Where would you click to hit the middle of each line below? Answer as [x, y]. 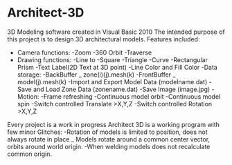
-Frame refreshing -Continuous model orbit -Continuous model [131, 96]
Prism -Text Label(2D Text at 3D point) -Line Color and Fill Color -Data [117, 67]
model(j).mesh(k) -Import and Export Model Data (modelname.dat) [112, 81]
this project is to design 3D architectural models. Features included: [104, 39]
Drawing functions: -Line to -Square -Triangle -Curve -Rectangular [112, 59]
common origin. [29, 154]
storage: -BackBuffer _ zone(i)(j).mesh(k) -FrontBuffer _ [96, 75]
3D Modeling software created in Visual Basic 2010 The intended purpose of [116, 32]
